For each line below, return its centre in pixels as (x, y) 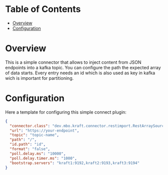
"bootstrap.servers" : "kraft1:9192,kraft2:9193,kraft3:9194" (75, 163)
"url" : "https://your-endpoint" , (44, 131)
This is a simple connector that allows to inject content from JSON (73, 62)
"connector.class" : (30, 126)
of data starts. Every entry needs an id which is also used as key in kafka (80, 73)
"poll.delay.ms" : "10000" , (38, 154)
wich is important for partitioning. (39, 78)
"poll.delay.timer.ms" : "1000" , (43, 158)
